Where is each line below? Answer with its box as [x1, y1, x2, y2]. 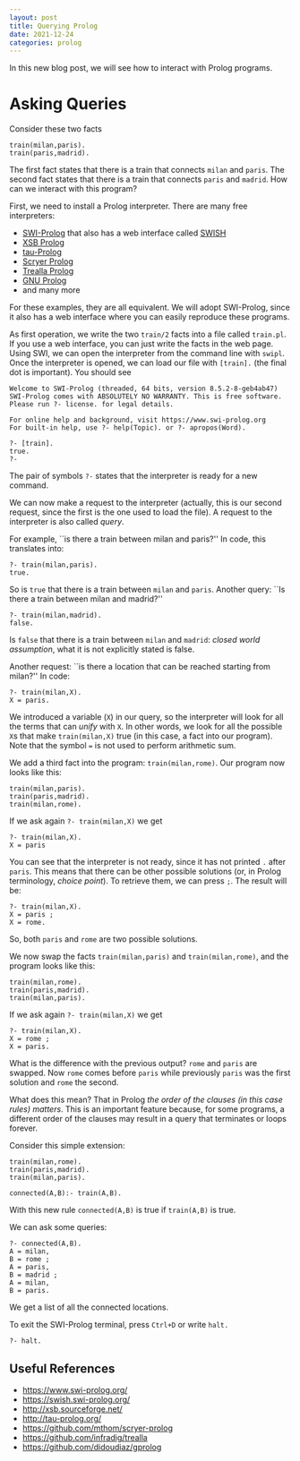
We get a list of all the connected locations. [9, 1302, 169, 1312]
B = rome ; [9, 1255, 50, 1264]
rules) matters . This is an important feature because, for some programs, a [9, 1104, 285, 1115]
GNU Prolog [21, 275, 67, 286]
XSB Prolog [21, 237, 65, 248]
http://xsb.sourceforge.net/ [21, 1404, 123, 1414]
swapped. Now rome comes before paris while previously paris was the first [9, 1067, 291, 1079]
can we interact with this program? [9, 184, 137, 194]
